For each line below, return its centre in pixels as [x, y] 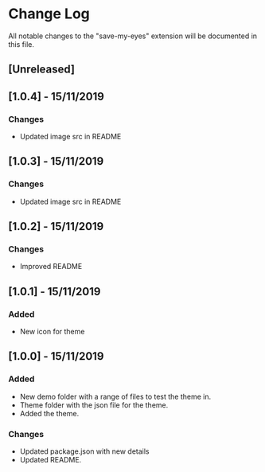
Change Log [49, 14]
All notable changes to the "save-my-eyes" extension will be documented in [132, 36]
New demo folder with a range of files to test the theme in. [115, 396]
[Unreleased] [42, 70]
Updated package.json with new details [84, 451]
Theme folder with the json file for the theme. [94, 405]
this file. [21, 44]
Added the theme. [49, 413]
